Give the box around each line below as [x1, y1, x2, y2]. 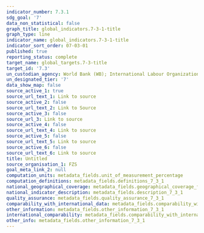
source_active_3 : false [6, 110, 67, 116]
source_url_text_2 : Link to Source [6, 104, 97, 111]
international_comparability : [6, 212, 83, 218]
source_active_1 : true [6, 88, 64, 94]
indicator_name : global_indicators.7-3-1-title [6, 37, 129, 43]
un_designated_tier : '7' [6, 76, 69, 83]
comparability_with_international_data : [6, 201, 110, 207]
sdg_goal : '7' [6, 15, 42, 21]
